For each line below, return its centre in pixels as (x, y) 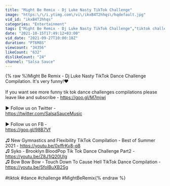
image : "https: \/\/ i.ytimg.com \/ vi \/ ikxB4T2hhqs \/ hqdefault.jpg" (75, 15)
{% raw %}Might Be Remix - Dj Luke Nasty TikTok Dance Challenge (76, 76)
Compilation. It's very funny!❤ (37, 81)
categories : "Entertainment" (36, 24)
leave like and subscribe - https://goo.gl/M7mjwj (56, 98)
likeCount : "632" (24, 52)
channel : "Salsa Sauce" (30, 62)
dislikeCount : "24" (26, 57)
